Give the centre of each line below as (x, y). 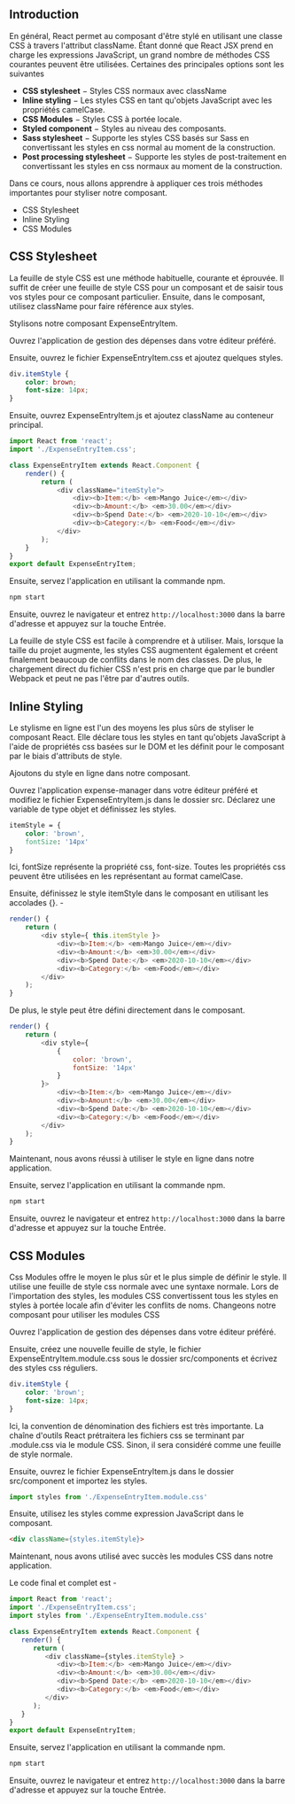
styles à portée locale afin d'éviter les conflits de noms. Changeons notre (143, 1305)
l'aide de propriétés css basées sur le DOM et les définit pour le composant (147, 746)
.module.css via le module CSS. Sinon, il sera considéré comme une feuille (145, 1444)
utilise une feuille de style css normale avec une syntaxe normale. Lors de (144, 1287)
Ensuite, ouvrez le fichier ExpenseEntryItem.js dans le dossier (122, 1471)
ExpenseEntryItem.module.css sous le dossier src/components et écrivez (143, 1358)
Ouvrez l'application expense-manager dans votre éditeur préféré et (134, 790)
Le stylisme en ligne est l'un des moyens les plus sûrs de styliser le (132, 727)
